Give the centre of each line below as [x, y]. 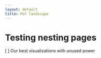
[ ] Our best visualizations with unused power [50, 51]
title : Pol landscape [27, 14]
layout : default [21, 9]
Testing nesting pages [51, 38]
